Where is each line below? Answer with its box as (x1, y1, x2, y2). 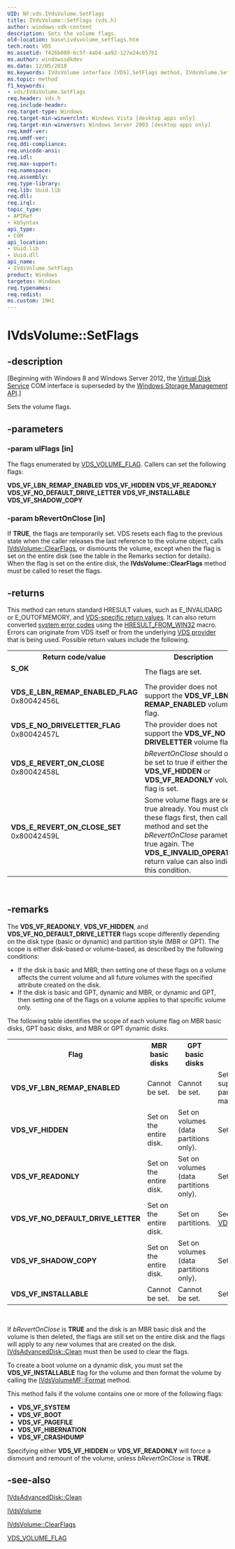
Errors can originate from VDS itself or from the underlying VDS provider (7, 627, 216, 636)
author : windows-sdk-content (7, 23, 92, 30)
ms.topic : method (7, 75, 58, 83)
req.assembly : (7, 173, 49, 180)
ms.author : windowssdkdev (7, 56, 83, 63)
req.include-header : (7, 102, 68, 109)
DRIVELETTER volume (144, 737, 218, 747)
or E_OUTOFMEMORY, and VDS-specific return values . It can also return (7, 613, 216, 621)
